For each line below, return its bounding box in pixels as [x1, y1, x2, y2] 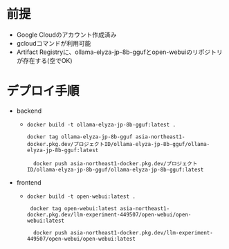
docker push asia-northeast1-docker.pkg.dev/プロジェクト [33, 160, 198, 167]
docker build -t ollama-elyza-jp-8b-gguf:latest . [26, 121, 176, 128]
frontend [16, 178, 42, 187]
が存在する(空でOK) [16, 56, 73, 64]
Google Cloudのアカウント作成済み [16, 30, 117, 39]
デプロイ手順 [6, 84, 80, 99]
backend [16, 107, 42, 115]
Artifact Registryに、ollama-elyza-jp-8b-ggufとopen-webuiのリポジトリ [16, 48, 223, 56]
